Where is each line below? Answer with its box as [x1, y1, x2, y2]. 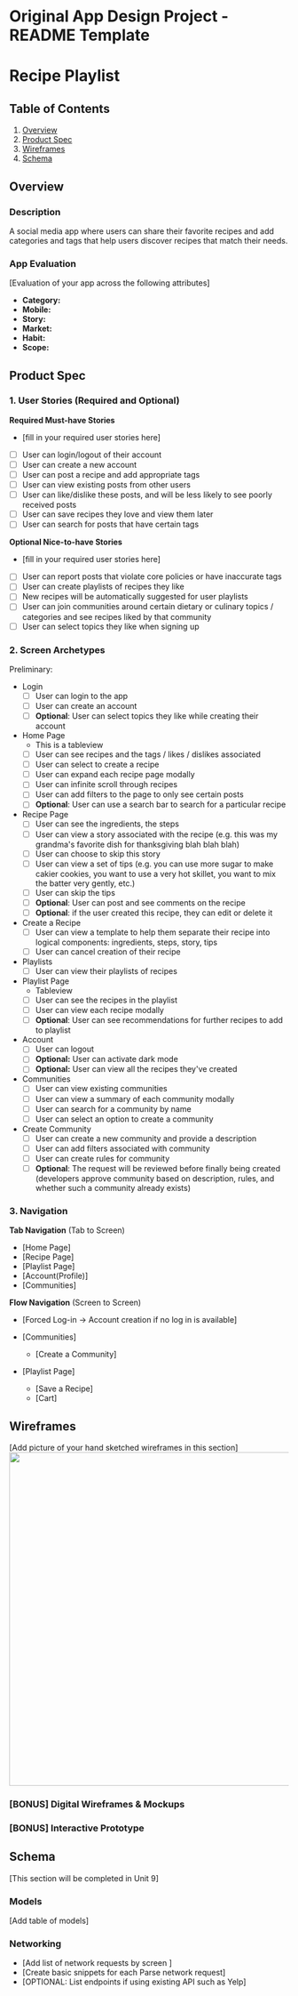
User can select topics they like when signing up [21, 621, 200, 632]
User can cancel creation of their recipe [35, 946, 181, 957]
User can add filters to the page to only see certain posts [35, 789, 244, 800]
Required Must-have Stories [9, 414, 115, 425]
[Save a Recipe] [35, 1383, 93, 1394]
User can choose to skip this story [35, 848, 161, 859]
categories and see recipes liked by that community [21, 611, 212, 622]
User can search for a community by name [35, 1103, 192, 1114]
